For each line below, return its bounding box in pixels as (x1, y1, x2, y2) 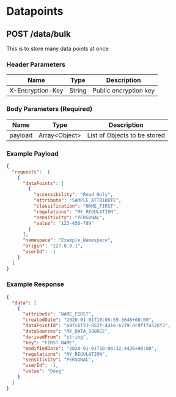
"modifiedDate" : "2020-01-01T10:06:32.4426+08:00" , (22, 345, 157, 352)
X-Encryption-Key (9, 86, 64, 95)
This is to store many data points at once (6, 45, 109, 52)
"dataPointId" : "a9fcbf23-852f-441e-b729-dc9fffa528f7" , (22, 323, 171, 329)
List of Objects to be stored (87, 130, 165, 139)
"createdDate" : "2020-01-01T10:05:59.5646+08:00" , (22, 317, 155, 323)
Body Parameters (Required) (6, 105, 93, 113)
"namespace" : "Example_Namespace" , (22, 237, 114, 243)
